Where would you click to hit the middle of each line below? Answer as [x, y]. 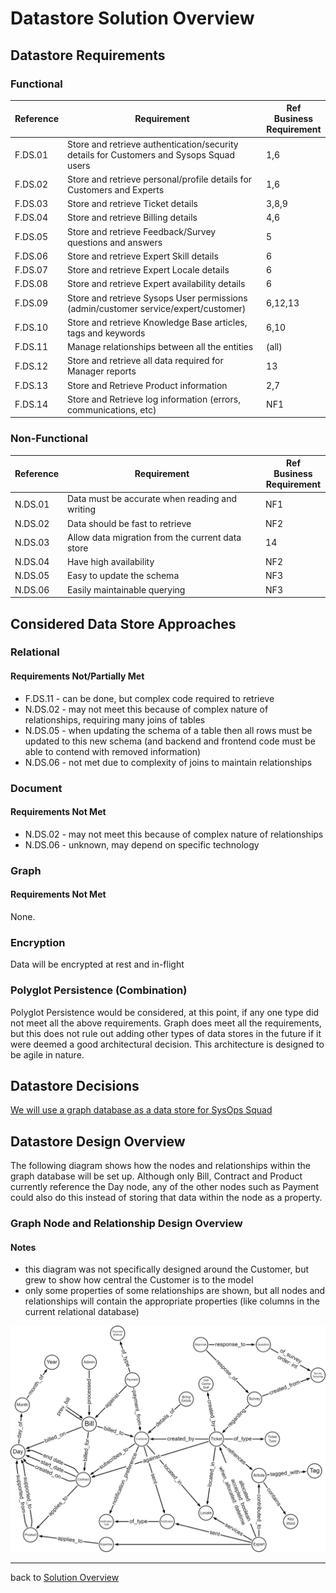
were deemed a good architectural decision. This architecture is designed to [167, 1044]
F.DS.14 [31, 404]
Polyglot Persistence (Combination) [99, 990]
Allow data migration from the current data [154, 537]
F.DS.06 [31, 256]
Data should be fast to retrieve [129, 523]
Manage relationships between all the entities [160, 347]
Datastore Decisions [75, 1085]
